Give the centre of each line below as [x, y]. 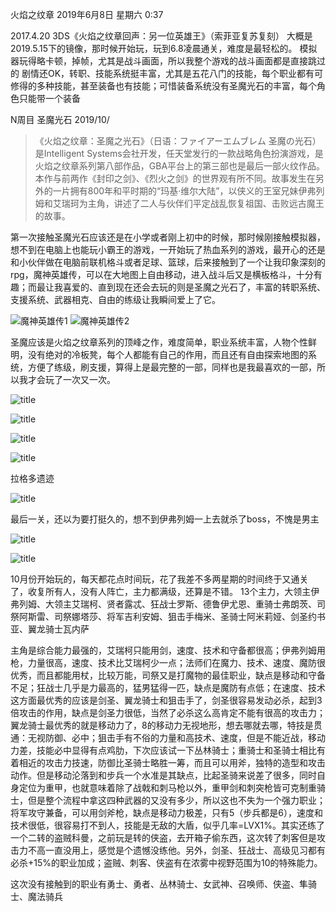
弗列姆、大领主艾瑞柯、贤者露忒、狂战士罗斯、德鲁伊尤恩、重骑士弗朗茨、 [163, 604]
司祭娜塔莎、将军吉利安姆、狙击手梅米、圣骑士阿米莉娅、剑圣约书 [189, 616]
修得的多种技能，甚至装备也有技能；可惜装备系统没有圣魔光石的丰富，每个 [163, 86]
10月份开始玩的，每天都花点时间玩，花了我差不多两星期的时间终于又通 [155, 579]
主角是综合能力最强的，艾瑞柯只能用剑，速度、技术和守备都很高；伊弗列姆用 [168, 650]
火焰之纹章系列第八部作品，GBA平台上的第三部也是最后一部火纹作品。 [180, 166]
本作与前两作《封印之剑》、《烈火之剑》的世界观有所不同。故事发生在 [175, 178]
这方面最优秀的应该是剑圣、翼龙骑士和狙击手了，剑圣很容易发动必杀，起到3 [166, 700]
